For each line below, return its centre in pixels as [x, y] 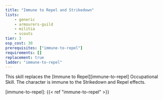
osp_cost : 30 [19, 43]
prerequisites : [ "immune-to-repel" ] [44, 48]
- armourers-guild [34, 24]
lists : [12, 15]
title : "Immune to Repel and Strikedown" [50, 10]
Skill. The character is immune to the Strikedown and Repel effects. [75, 82]
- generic [25, 19]
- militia [25, 29]
